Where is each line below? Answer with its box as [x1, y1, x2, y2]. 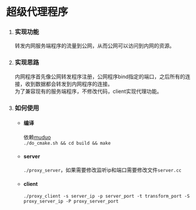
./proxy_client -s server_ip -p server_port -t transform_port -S [23, 194, 190, 199]
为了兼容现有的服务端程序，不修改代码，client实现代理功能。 [14, 88, 162, 95]
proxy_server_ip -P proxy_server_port [23, 198, 119, 205]
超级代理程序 [6, 5, 69, 19]
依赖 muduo [23, 134, 51, 141]
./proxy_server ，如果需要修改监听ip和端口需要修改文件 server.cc [23, 166, 182, 174]
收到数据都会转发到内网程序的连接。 [25, 80, 113, 87]
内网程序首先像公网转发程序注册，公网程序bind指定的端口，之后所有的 [14, 73, 185, 80]
